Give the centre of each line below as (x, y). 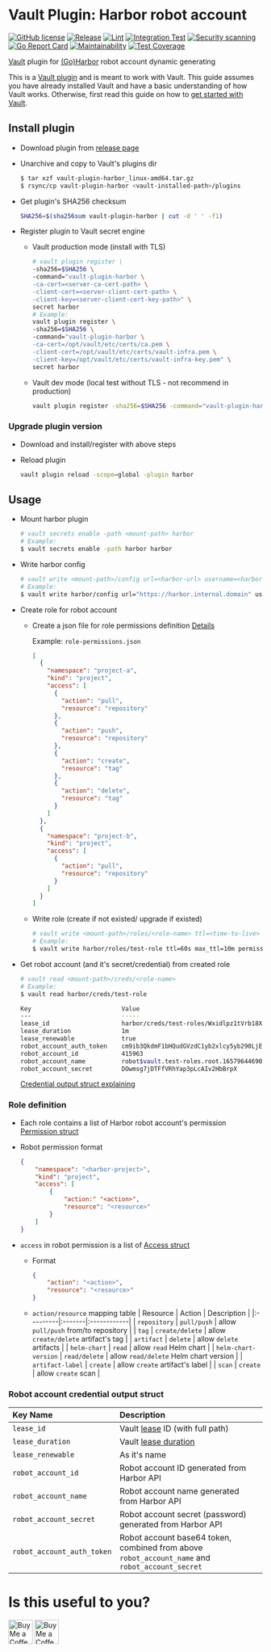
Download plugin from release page (79, 148)
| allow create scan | (66, 1373)
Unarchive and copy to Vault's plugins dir (88, 163)
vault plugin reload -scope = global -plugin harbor (107, 474)
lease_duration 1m (74, 1032)
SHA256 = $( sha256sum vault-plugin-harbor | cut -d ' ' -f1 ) (121, 216)
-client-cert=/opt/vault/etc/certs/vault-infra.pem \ (124, 352)
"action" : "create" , (96, 761)
